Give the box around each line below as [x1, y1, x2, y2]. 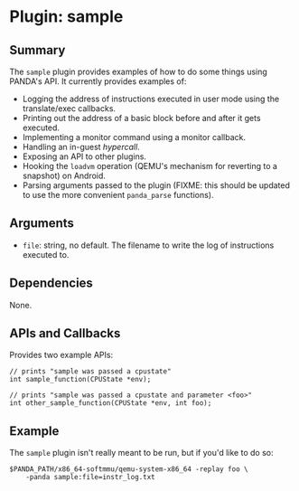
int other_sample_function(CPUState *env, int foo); [9, 399, 212, 408]
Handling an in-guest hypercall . [22, 142, 140, 152]
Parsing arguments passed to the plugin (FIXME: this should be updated [22, 180, 291, 191]
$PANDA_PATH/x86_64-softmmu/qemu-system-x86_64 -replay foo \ [9, 465, 248, 474]
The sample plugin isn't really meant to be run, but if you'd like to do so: [9, 448, 274, 458]
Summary [9, 42, 66, 58]
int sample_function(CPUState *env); [9, 375, 152, 384]
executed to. [22, 249, 70, 260]
